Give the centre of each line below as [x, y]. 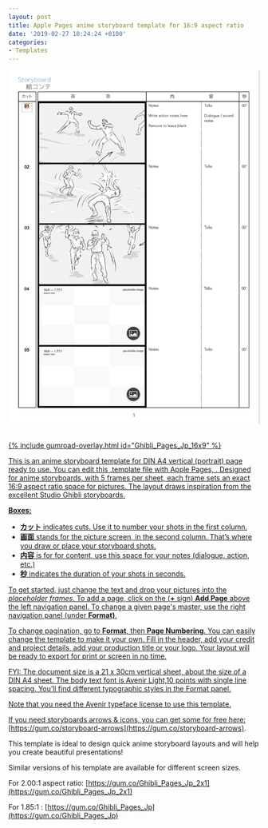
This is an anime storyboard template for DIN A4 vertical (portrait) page [126, 461]
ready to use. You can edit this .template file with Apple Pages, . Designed [130, 470]
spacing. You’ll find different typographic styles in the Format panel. [120, 689]
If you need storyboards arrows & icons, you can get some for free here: [127, 720]
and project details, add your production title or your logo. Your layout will [129, 648]
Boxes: [20, 511]
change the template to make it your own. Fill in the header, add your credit [132, 639]
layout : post [30, 17]
